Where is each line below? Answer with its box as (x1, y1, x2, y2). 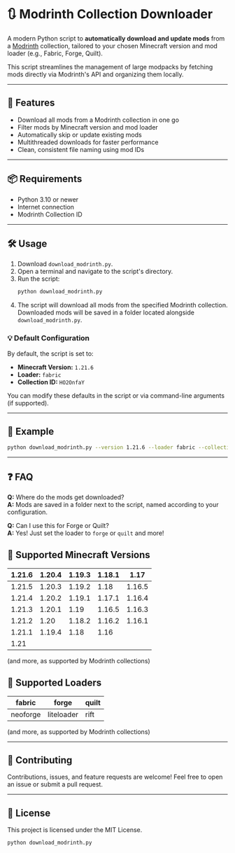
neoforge (10, 709, 41, 719)
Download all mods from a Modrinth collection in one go (17, 116, 180, 124)
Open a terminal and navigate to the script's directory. (17, 268, 173, 276)
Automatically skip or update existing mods (17, 130, 142, 139)
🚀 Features (7, 97, 55, 109)
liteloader (48, 709, 79, 719)
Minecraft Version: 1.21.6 (17, 363, 94, 371)
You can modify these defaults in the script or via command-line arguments (7, 391, 225, 400)
